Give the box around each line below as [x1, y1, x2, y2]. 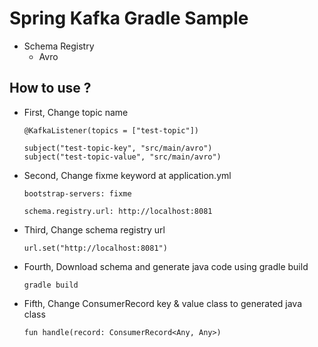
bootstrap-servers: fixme [23, 188, 132, 199]
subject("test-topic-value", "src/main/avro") [23, 152, 222, 162]
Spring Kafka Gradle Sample [9, 7, 249, 30]
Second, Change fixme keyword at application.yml [23, 169, 232, 181]
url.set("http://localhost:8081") [23, 243, 168, 253]
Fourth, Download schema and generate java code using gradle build [23, 260, 309, 272]
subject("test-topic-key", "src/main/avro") [23, 143, 213, 153]
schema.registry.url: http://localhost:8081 [23, 206, 213, 216]
